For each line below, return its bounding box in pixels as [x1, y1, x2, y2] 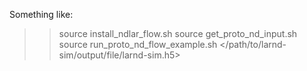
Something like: [9, 9, 74, 20]
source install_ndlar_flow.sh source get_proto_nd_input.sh [58, 28, 298, 39]
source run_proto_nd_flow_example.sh [58, 39, 218, 50]
